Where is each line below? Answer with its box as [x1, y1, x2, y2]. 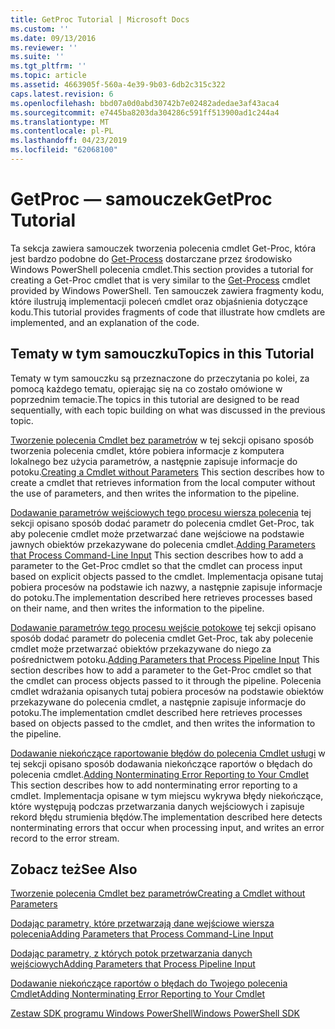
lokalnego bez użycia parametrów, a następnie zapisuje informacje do [10, 455, 298, 467]
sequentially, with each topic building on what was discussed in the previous [10, 404, 326, 416]
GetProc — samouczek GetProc [10, 188, 273, 211]
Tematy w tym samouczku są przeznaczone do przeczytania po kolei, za [10, 372, 310, 384]
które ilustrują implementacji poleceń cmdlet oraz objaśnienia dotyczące [10, 295, 308, 307]
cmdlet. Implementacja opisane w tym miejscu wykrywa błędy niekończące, [10, 789, 324, 801]
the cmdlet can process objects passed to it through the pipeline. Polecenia [10, 674, 322, 686]
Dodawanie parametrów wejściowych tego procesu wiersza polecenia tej [10, 506, 312, 518]
